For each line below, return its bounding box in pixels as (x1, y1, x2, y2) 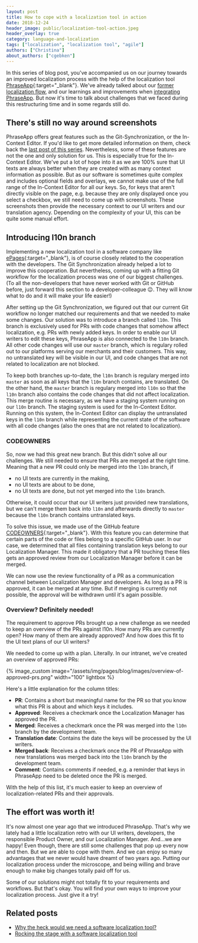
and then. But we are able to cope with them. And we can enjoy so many (6, 848, 183, 855)
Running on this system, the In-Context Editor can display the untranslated (6, 410, 187, 417)
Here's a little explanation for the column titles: (6, 685, 119, 692)
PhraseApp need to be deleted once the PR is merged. (14, 772, 148, 779)
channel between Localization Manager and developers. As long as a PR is (6, 578, 188, 586)
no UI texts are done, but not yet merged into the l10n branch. (14, 487, 165, 494)
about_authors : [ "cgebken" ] (6, 53, 76, 59)
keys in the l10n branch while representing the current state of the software (6, 416, 190, 423)
